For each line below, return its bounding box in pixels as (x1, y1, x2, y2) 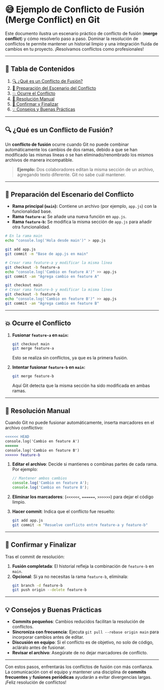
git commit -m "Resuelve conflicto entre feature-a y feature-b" (12, 522, 148, 527)
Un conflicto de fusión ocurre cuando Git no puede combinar (5, 141, 129, 147)
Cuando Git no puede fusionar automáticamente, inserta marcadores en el (5, 420, 155, 425)
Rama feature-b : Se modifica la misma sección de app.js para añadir (12, 219, 152, 225)
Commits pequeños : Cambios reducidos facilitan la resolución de (12, 619, 145, 624)
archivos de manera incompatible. (5, 157, 74, 163)
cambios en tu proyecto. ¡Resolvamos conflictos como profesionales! (5, 46, 144, 52)
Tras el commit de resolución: (5, 554, 65, 559)
